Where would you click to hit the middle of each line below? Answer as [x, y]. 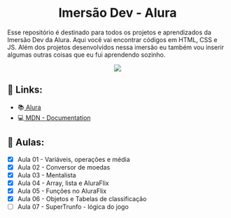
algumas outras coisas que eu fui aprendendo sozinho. [86, 55]
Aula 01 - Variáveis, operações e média [74, 159]
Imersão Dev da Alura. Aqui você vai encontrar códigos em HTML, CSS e [112, 39]
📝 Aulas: [26, 143]
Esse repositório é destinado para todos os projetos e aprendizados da [109, 32]
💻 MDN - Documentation [54, 118]
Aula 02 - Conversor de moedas [64, 167]
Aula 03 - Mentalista [47, 175]
